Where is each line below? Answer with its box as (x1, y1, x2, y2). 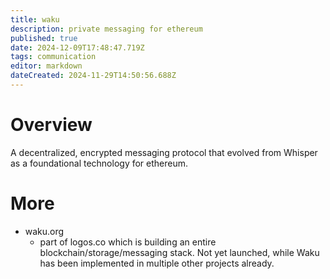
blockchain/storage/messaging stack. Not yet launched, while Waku (39, 246, 320, 258)
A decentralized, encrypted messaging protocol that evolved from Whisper (10, 146, 318, 158)
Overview (10, 114, 93, 136)
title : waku (10, 14, 60, 25)
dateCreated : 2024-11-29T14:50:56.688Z (10, 71, 177, 81)
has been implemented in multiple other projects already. (39, 257, 275, 269)
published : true (10, 33, 78, 43)
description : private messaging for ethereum (10, 24, 203, 34)
